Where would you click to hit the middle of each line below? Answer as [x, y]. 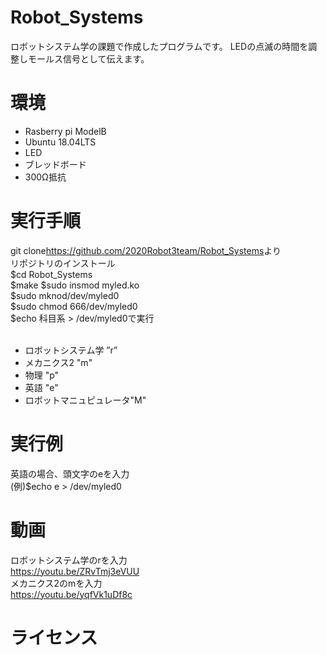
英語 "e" [41, 387]
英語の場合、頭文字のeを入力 [70, 473]
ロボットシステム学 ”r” [71, 350]
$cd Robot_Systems [51, 274]
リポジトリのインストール [63, 263]
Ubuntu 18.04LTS [60, 142]
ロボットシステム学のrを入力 [69, 560]
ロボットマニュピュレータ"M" [85, 400]
